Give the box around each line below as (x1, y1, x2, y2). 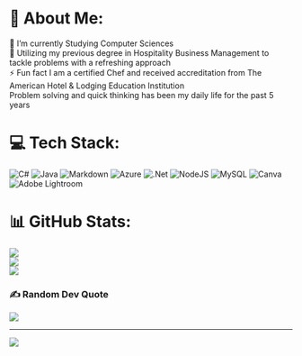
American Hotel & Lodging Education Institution (9, 80, 185, 91)
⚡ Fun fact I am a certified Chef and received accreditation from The (9, 67, 262, 78)
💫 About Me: (9, 8, 104, 29)
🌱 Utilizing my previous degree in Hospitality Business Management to (9, 47, 270, 58)
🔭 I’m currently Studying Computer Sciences (9, 38, 173, 49)
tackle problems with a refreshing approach (9, 57, 171, 68)
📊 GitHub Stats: (9, 212, 132, 233)
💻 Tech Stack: (9, 132, 120, 153)
